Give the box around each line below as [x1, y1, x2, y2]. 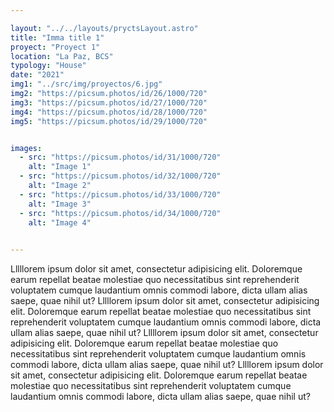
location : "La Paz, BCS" [10, 51, 114, 61]
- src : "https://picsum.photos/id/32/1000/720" [19, 171, 222, 181]
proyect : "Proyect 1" [10, 42, 101, 52]
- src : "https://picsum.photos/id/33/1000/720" [19, 189, 222, 200]
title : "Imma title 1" [10, 32, 105, 43]
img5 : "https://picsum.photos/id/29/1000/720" [10, 116, 208, 126]
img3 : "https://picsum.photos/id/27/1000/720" [10, 97, 208, 108]
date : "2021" [10, 70, 65, 80]
